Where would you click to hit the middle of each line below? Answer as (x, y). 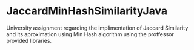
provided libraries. (29, 40)
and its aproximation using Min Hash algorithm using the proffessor (90, 34)
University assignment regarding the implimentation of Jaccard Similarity (97, 28)
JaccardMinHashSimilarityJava (87, 11)
